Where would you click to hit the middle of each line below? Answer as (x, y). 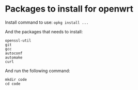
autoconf (14, 53)
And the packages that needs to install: (44, 31)
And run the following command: (38, 71)
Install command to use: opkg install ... (47, 22)
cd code (13, 84)
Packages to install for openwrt (69, 9)
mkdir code (16, 79)
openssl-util (18, 40)
